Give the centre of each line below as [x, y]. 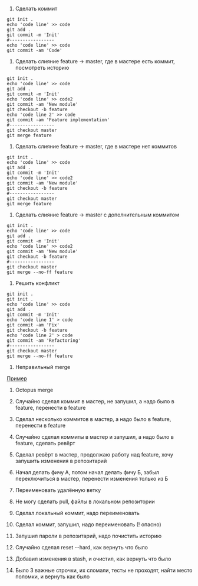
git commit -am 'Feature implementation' [58, 120]
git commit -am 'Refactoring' [44, 341]
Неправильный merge [43, 367]
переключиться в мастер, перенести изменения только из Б [92, 479]
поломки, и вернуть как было [52, 577]
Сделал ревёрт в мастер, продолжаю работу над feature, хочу [94, 454]
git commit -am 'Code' [34, 50]
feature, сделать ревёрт [45, 443]
